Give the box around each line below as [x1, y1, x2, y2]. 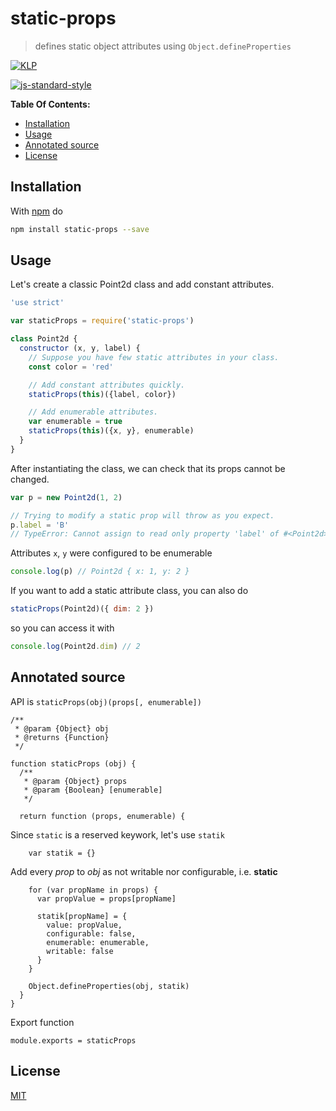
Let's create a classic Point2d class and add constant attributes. [10, 278, 275, 291]
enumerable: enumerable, [46, 937, 150, 947]
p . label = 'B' [10, 520, 70, 530]
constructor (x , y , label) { [19, 343, 141, 354]
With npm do [10, 205, 63, 217]
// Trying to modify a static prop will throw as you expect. [10, 510, 275, 521]
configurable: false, [46, 928, 137, 939]
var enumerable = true [28, 417, 123, 427]
